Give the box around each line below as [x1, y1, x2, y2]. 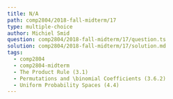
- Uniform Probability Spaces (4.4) [13, 82, 120, 89]
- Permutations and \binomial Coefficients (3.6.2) [13, 75, 167, 82]
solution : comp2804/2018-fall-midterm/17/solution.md [7, 43, 167, 49]
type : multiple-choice [7, 23, 73, 30]
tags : [7, 49, 23, 56]
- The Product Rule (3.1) [13, 68, 89, 75]
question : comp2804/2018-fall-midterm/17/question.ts [7, 36, 167, 43]
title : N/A [7, 10, 39, 17]
